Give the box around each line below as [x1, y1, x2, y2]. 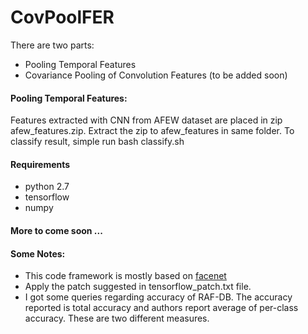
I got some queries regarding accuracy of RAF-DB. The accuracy [24, 291, 293, 303]
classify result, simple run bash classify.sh [10, 136, 185, 148]
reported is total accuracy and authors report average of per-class [24, 302, 299, 314]
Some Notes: [10, 247, 66, 260]
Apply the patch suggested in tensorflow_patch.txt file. [24, 281, 252, 293]
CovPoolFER [10, 6, 115, 29]
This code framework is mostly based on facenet [24, 270, 227, 282]
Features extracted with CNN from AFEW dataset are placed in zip [10, 114, 283, 126]
